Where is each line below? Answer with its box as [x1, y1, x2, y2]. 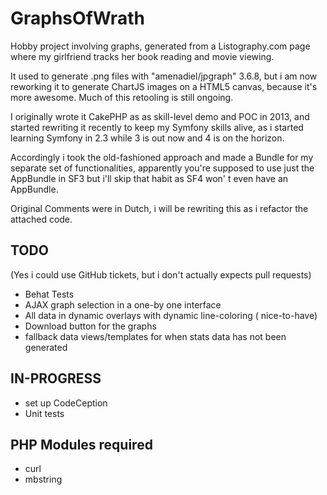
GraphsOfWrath [10, 7, 145, 30]
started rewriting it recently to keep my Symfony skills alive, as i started [10, 121, 304, 133]
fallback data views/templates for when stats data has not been [24, 330, 287, 342]
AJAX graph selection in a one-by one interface [24, 298, 222, 311]
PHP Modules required [10, 436, 153, 453]
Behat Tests [24, 288, 75, 300]
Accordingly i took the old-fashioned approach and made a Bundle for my [10, 151, 314, 163]
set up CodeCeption [24, 397, 108, 409]
